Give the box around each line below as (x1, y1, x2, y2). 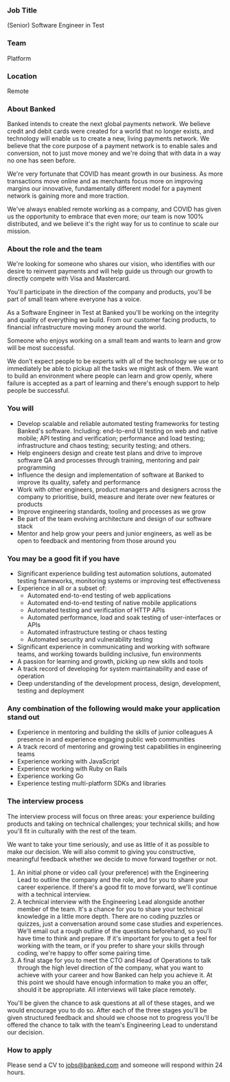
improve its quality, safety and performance (16, 478, 141, 486)
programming (16, 463, 56, 471)
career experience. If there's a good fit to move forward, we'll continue (16, 883, 218, 891)
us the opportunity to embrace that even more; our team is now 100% (7, 212, 204, 221)
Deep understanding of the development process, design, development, (16, 680, 221, 688)
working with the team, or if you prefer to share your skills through (16, 941, 205, 950)
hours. (7, 1068, 25, 1076)
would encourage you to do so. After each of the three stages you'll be (7, 1006, 207, 1014)
